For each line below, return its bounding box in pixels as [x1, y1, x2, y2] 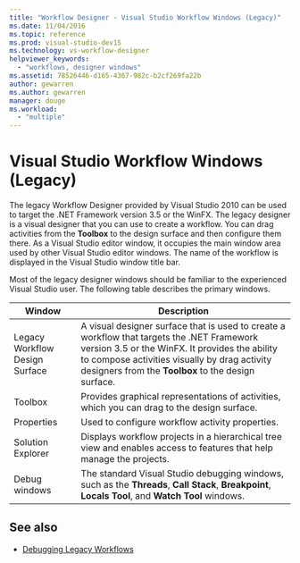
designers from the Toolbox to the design [80, 365, 255, 377]
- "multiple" [17, 113, 66, 122]
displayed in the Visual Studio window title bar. [9, 256, 181, 268]
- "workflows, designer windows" [17, 63, 142, 72]
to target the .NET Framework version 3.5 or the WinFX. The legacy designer [9, 209, 291, 220]
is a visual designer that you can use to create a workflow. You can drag [9, 219, 274, 230]
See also [9, 520, 58, 535]
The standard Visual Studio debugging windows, [80, 467, 284, 480]
